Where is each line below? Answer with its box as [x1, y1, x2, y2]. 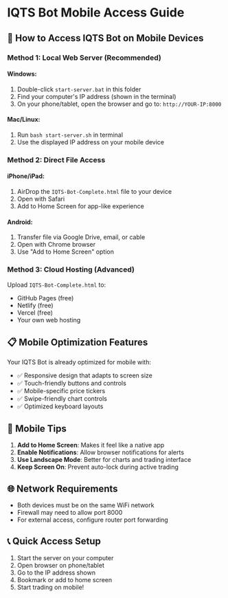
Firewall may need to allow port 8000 [16, 508, 123, 516]
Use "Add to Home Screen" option [16, 247, 115, 256]
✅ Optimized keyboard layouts [16, 402, 104, 410]
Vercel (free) [16, 308, 54, 317]
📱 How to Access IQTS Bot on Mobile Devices [7, 32, 204, 44]
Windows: [7, 70, 37, 78]
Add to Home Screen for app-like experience [16, 202, 144, 210]
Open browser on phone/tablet [16, 561, 104, 569]
